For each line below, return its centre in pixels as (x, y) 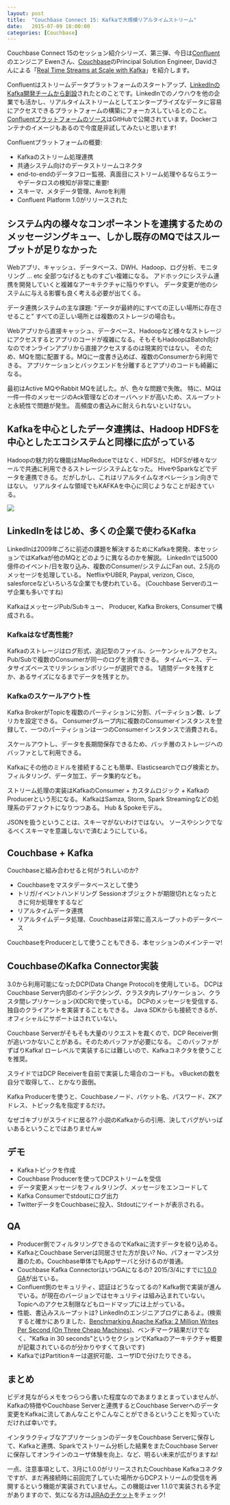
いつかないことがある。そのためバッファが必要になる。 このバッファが (119, 1041)
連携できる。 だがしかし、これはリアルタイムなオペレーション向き (118, 477)
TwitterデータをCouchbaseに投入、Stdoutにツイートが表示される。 (112, 1204)
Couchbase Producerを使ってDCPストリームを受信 (89, 1179)
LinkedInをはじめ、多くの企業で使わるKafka (102, 531)
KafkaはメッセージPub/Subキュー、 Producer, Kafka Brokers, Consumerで (112, 606)
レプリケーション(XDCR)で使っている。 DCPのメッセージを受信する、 (124, 1001)
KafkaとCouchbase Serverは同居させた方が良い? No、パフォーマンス (115, 1252)
